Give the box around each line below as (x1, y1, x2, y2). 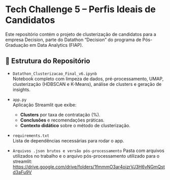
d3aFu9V (12, 169, 32, 175)
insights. (12, 86, 30, 93)
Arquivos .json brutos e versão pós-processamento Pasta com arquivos (12, 147, 165, 154)
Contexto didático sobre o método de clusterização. (20, 122, 130, 128)
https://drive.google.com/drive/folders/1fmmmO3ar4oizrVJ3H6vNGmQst (12, 164, 165, 170)
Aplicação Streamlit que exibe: (12, 102, 77, 108)
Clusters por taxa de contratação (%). (20, 111, 100, 117)
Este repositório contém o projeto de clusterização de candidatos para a (5, 31, 156, 37)
